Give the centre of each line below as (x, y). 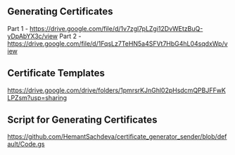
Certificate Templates (56, 73)
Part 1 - (18, 28)
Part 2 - (70, 36)
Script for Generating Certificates (82, 120)
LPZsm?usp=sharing (37, 97)
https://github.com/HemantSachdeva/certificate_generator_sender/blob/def (117, 137)
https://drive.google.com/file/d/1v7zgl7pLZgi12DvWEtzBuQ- (116, 28)
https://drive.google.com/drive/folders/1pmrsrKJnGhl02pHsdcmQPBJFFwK (117, 90)
